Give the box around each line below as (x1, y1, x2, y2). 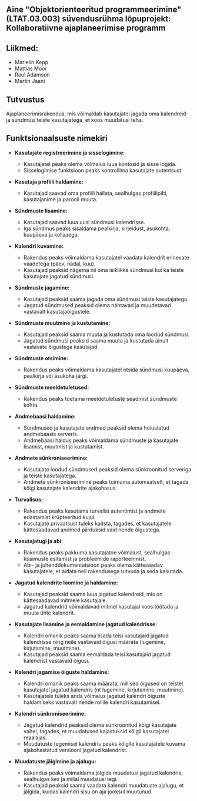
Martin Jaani (14, 78, 45, 85)
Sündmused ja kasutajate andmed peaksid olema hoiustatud (23, 424, 170, 431)
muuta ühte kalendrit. (23, 609, 75, 616)
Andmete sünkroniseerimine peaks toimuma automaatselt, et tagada (23, 478, 189, 485)
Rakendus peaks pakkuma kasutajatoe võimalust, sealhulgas (23, 549, 171, 556)
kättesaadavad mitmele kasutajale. (23, 597, 108, 604)
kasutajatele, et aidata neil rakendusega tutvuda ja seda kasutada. (23, 567, 183, 574)
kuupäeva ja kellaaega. (23, 231, 79, 238)
